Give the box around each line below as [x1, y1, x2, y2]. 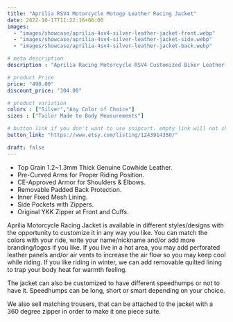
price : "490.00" [7, 81, 54, 88]
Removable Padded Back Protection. [17, 185, 122, 193]
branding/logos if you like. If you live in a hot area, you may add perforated [7, 243, 221, 251]
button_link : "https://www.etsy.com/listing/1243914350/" [7, 131, 178, 138]
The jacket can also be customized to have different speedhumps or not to [7, 279, 221, 287]
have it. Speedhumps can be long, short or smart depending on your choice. [7, 286, 225, 294]
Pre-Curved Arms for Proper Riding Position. [17, 170, 144, 179]
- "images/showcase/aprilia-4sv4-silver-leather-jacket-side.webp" [13, 36, 213, 43]
